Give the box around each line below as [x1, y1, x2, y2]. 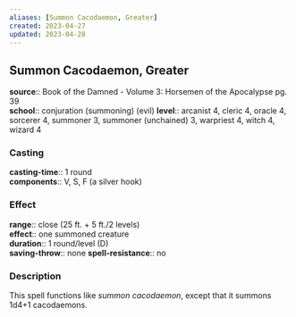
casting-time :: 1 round [9, 167, 92, 178]
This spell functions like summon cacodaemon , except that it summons [9, 290, 272, 301]
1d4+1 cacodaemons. [9, 300, 88, 311]
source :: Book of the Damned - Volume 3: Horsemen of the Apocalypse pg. [9, 87, 288, 97]
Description [9, 270, 62, 282]
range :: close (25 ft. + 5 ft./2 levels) [9, 219, 140, 229]
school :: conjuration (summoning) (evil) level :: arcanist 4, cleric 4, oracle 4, [9, 105, 287, 116]
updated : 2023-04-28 [9, 29, 87, 38]
